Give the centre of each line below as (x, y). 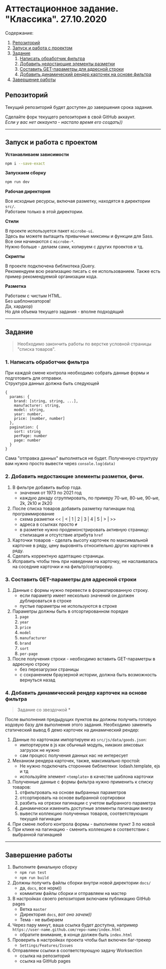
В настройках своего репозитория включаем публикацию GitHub (81, 899)
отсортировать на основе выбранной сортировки (72, 798)
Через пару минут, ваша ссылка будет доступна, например (75, 925)
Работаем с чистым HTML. (33, 296)
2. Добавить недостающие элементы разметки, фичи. (75, 477)
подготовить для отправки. (34, 378)
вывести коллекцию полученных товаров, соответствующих (84, 813)
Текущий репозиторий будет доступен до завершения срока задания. (79, 107)
